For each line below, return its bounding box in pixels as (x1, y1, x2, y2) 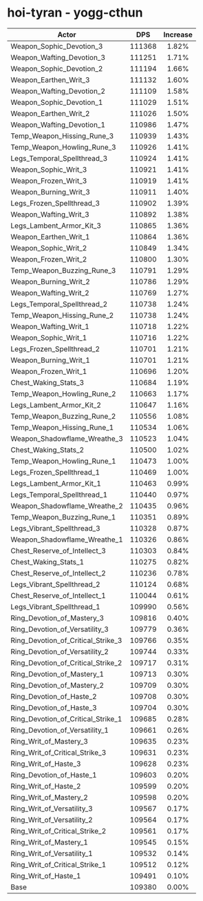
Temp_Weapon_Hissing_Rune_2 (10, 310, 114, 320)
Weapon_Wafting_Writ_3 (10, 209, 89, 219)
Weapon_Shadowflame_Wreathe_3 (10, 433, 124, 443)
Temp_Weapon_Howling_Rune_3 (10, 142, 116, 152)
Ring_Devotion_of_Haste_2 (10, 691, 98, 701)
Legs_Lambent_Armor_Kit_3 (10, 221, 102, 230)
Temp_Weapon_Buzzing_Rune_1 (10, 512, 116, 522)
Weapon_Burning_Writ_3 (10, 187, 91, 197)
